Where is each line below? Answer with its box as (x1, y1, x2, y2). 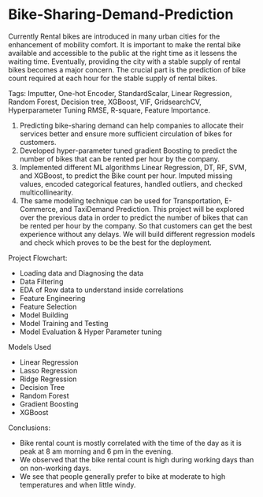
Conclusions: (8, 423, 51, 432)
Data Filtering (19, 276, 64, 286)
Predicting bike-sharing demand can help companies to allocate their (19, 121, 244, 130)
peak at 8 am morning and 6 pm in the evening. (19, 447, 173, 456)
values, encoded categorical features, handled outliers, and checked (19, 179, 243, 188)
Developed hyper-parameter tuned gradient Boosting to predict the (19, 146, 238, 155)
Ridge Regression (19, 374, 77, 384)
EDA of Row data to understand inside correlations (19, 285, 183, 295)
